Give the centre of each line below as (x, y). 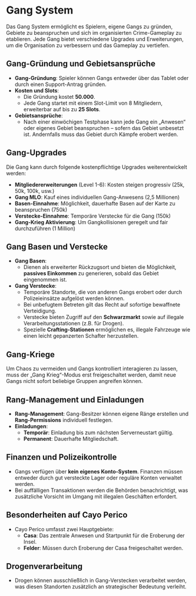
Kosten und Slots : (37, 90)
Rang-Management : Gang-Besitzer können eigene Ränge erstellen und (102, 414)
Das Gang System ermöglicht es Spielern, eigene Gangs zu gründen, (89, 26)
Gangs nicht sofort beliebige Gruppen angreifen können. (74, 381)
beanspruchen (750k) (41, 209)
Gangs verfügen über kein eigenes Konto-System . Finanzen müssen (99, 471)
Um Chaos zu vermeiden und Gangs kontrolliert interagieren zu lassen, (92, 369)
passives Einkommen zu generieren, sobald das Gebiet (91, 274)
